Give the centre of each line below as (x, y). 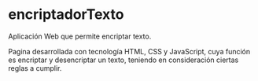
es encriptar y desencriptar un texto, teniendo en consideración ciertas (123, 60)
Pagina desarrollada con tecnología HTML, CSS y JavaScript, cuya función (129, 51)
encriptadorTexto (66, 15)
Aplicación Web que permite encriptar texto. (80, 36)
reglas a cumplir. (35, 68)
